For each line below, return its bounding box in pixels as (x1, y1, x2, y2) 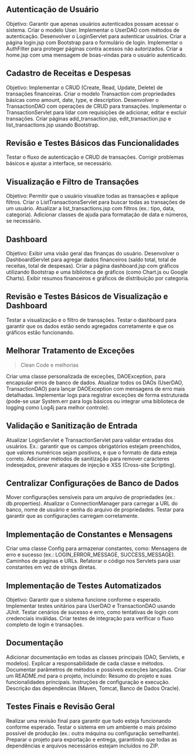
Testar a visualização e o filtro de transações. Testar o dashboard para (6, 316, 177, 323)
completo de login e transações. (6, 621, 84, 628)
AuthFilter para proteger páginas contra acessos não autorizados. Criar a (6, 45, 183, 52)
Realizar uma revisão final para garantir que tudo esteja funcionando (6, 717, 172, 724)
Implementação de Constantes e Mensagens (6, 529, 173, 539)
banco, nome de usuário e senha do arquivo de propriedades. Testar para (6, 506, 184, 513)
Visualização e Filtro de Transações (6, 177, 139, 187)
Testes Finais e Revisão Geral (6, 702, 115, 712)
